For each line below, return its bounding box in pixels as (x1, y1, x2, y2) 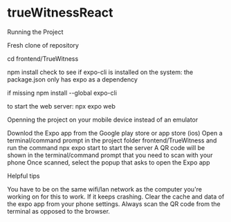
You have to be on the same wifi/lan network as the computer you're (7, 185, 203, 193)
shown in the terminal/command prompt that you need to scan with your (7, 151, 213, 159)
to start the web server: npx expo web (7, 102, 115, 110)
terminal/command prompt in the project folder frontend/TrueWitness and (7, 136, 217, 145)
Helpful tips (7, 172, 40, 180)
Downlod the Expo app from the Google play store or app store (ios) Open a (7, 129, 223, 137)
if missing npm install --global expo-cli (7, 89, 118, 97)
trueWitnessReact (7, 5, 113, 21)
